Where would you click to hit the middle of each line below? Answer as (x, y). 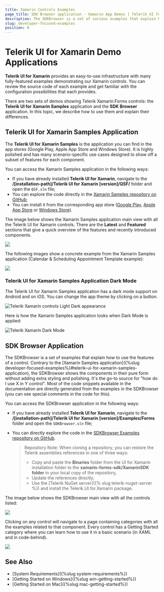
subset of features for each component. (45, 159)
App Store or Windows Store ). (42, 210)
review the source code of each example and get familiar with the (71, 87)
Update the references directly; (63, 478)
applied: (13, 321)
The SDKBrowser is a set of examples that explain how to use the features (80, 357)
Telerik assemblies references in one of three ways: (76, 453)
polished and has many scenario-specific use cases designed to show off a (81, 154)
